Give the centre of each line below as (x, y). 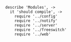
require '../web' (33, 34)
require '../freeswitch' (41, 30)
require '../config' (36, 16)
